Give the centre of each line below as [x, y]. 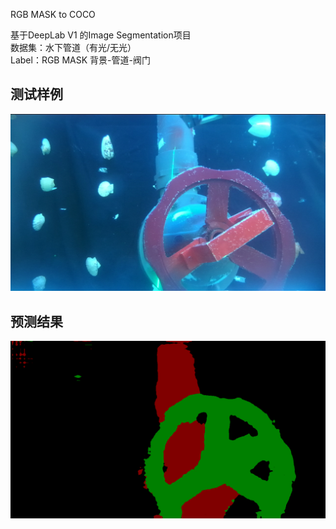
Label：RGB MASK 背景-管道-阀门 [80, 60]
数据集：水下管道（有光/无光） [73, 47]
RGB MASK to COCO [53, 14]
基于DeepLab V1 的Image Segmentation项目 [101, 35]
